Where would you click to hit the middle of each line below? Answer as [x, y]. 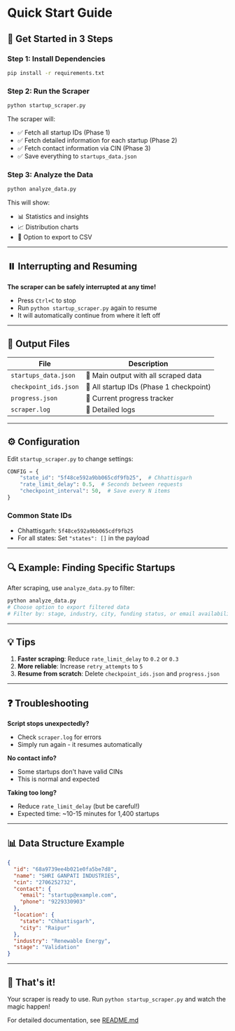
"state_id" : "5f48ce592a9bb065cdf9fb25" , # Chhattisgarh [106, 478]
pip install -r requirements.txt [56, 73]
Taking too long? [32, 793]
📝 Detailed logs [111, 409]
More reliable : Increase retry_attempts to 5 [80, 666]
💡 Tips [22, 642]
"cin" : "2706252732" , [45, 882]
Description [148, 363]
